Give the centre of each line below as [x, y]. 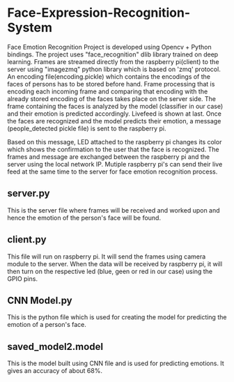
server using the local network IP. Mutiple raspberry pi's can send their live [115, 164]
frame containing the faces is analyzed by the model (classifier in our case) [115, 106]
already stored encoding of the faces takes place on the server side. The [112, 98]
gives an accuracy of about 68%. [55, 371]
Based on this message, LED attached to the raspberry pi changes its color [115, 142]
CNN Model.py [40, 300]
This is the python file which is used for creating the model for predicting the [117, 317]
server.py [29, 193]
